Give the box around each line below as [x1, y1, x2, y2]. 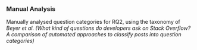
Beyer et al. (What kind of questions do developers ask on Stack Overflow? [6, 24, 191, 32]
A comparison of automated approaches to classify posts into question [6, 31, 182, 38]
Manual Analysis [6, 5, 56, 13]
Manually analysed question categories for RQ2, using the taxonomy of [6, 18, 180, 26]
